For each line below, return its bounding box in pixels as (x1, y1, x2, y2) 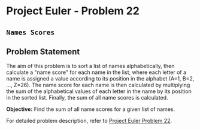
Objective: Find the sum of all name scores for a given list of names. (6, 106, 175, 113)
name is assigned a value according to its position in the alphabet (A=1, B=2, (6, 75, 195, 82)
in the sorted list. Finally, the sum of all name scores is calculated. (6, 94, 169, 101)
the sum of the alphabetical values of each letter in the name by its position (6, 88, 192, 95)
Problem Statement (6, 47, 80, 57)
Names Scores (6, 28, 55, 36)
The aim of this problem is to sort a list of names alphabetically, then (6, 63, 175, 70)
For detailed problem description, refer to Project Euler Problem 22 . (6, 117, 172, 125)
